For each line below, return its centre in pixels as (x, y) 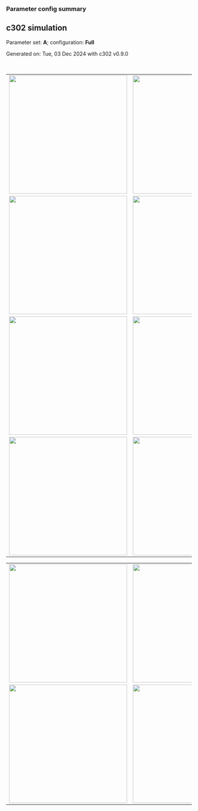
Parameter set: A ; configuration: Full (50, 42)
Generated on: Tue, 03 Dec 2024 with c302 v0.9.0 (67, 54)
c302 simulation (37, 28)
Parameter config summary (46, 9)
